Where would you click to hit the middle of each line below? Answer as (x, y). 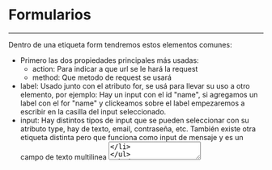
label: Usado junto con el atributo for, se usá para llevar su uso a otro (135, 85)
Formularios (50, 15)
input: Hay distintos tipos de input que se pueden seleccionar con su (134, 120)
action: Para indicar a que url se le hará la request (115, 68)
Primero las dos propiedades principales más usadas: (110, 60)
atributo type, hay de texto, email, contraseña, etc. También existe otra (138, 129)
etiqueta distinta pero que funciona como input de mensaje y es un (132, 137)
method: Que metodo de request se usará (102, 77)
